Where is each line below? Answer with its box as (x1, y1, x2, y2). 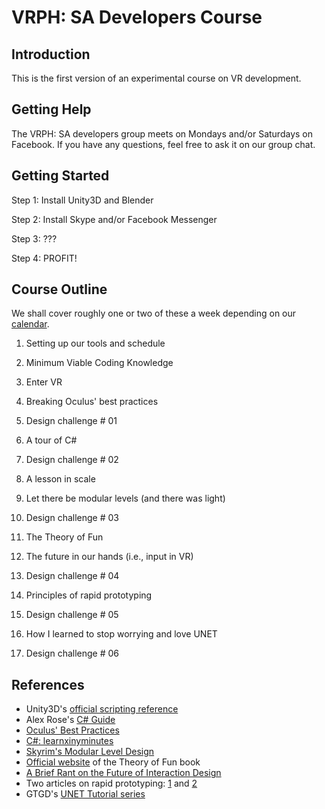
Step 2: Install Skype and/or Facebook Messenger (11, 213, 218, 225)
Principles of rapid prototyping (25, 589, 153, 601)
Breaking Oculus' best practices (25, 396, 159, 408)
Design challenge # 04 (25, 570, 120, 582)
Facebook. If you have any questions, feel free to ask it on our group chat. (11, 138, 316, 150)
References (11, 676, 85, 693)
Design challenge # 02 (25, 454, 119, 466)
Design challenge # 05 (25, 609, 119, 621)
